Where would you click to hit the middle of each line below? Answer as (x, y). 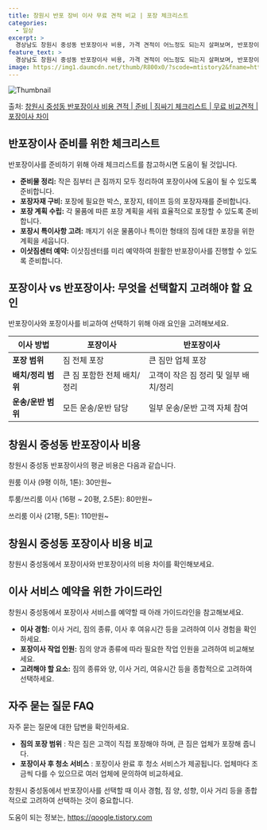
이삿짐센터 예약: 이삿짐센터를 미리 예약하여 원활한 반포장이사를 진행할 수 (131, 250)
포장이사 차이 (29, 116)
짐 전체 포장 (83, 361)
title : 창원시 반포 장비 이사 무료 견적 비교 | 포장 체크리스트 (99, 15)
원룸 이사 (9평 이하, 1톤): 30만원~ (60, 482)
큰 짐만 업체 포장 (177, 361)
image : (19, 68)
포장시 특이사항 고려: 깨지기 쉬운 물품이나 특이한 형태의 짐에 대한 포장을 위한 (137, 230)
